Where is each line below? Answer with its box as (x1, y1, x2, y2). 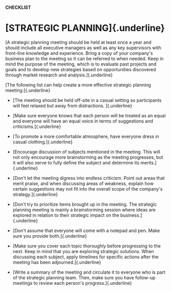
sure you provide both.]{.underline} (12, 233, 87, 239)
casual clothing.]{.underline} (12, 138, 73, 145)
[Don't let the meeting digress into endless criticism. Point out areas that (12, 175, 165, 181)
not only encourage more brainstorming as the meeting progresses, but (12, 154, 163, 160)
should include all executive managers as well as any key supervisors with (5, 45, 162, 51)
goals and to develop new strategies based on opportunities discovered (5, 66, 157, 72)
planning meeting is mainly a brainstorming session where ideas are (12, 206, 156, 213)
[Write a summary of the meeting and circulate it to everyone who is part (12, 269, 166, 275)
